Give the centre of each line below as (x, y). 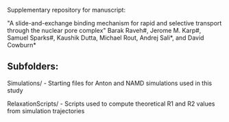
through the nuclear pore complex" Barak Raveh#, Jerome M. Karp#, (104, 30)
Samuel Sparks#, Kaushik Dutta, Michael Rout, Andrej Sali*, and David (106, 38)
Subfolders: (33, 67)
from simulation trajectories (46, 111)
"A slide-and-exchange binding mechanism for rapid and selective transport (114, 23)
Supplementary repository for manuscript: (66, 10)
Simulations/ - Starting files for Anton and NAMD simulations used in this (110, 83)
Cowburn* (22, 45)
